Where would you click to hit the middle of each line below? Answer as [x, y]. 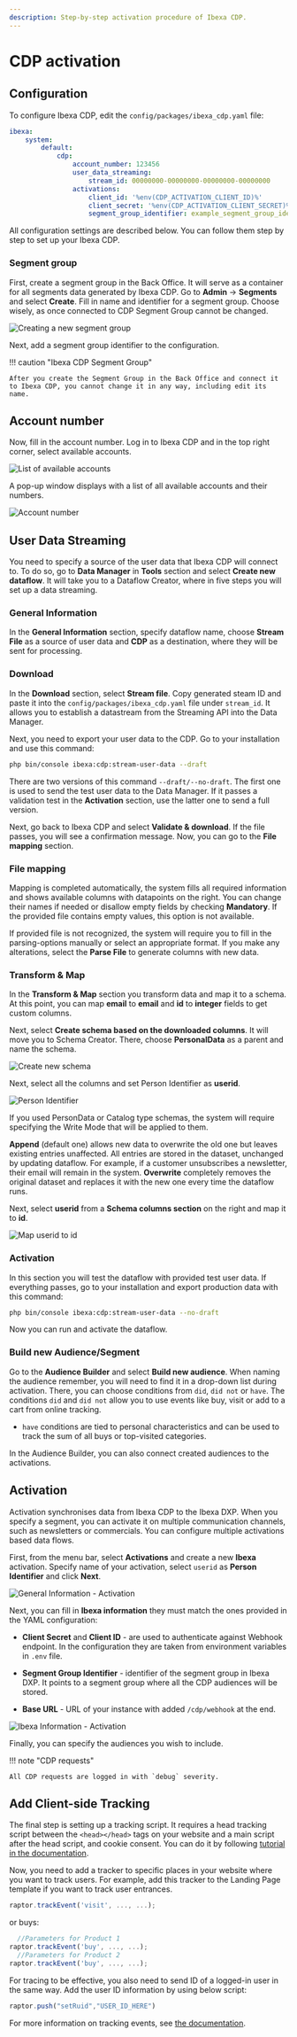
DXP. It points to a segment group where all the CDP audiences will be [150, 1682]
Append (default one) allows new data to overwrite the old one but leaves [144, 1145]
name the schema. [43, 1049]
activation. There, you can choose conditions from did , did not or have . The [147, 1390]
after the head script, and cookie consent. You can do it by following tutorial [147, 1844]
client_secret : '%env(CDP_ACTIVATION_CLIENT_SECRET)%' [191, 206]
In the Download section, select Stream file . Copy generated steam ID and [145, 693]
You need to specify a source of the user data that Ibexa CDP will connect [144, 562]
